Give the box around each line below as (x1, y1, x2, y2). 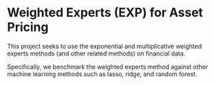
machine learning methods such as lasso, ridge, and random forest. (7, 70, 198, 78)
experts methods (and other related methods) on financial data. (7, 49, 186, 58)
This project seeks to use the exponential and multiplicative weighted (7, 42, 202, 50)
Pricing (7, 19, 49, 35)
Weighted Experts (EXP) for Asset (7, 5, 204, 21)
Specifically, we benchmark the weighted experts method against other (7, 62, 209, 71)
